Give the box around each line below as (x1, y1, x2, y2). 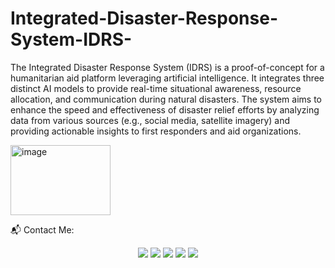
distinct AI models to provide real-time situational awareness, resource (10, 82, 302, 94)
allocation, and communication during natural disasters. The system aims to (10, 93, 322, 105)
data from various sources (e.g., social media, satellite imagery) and (10, 114, 291, 126)
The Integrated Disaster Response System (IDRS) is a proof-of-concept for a (10, 61, 325, 73)
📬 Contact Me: (10, 223, 75, 236)
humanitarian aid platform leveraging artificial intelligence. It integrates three (10, 72, 325, 84)
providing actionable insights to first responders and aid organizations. (10, 125, 302, 137)
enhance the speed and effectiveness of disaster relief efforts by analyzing (10, 103, 320, 116)
